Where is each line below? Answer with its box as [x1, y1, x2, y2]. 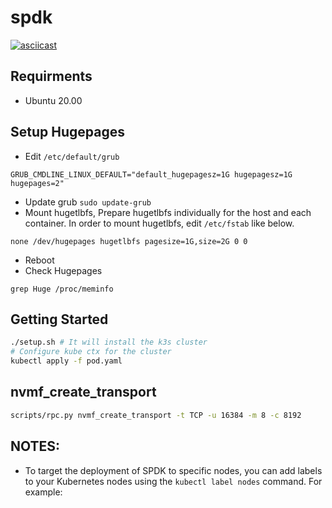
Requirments [10, 68, 93, 85]
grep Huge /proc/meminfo [10, 284, 114, 294]
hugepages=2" [10, 178, 65, 188]
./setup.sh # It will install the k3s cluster [10, 337, 208, 348]
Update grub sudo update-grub [24, 196, 152, 208]
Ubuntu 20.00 [24, 94, 83, 106]
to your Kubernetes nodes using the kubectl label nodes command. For [24, 475, 323, 487]
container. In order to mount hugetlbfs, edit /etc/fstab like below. [24, 217, 295, 229]
